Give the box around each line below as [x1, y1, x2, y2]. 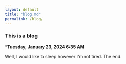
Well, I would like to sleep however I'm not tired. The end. [5, 53, 122, 59]
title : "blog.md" [5, 12, 41, 17]
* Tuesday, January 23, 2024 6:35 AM [5, 44, 84, 50]
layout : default [5, 7, 39, 12]
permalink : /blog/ [5, 16, 43, 21]
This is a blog [5, 32, 38, 39]
